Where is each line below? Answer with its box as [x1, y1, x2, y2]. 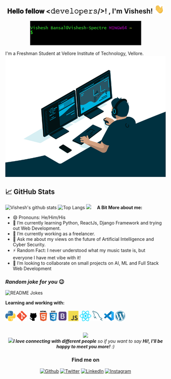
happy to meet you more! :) [56, 344, 115, 350]
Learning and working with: [5, 300, 65, 306]
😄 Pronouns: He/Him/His [12, 214, 66, 220]
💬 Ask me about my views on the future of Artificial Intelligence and [12, 236, 154, 242]
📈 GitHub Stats [5, 188, 55, 196]
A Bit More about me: [97, 204, 142, 210]
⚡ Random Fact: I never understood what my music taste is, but [12, 247, 146, 253]
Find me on [71, 356, 100, 364]
